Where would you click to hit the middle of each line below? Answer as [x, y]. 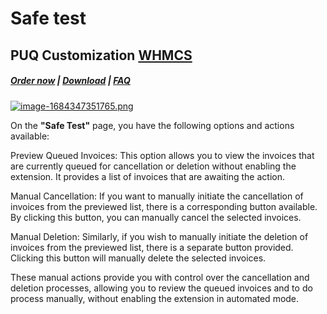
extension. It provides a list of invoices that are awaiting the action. [147, 176]
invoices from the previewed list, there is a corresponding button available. [164, 206]
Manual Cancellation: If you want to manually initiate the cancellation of [157, 196]
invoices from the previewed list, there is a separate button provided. [152, 247]
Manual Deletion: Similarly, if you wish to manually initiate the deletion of [159, 236]
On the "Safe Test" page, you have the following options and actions [152, 125]
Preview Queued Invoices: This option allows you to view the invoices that [162, 155]
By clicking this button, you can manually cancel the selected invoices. [156, 217]
